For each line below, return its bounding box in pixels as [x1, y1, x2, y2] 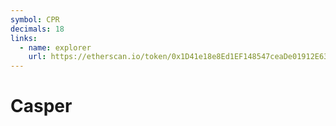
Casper [10, 95, 73, 118]
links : [10, 33, 38, 43]
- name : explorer [19, 42, 92, 53]
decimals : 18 [10, 24, 65, 34]
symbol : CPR [10, 14, 60, 25]
